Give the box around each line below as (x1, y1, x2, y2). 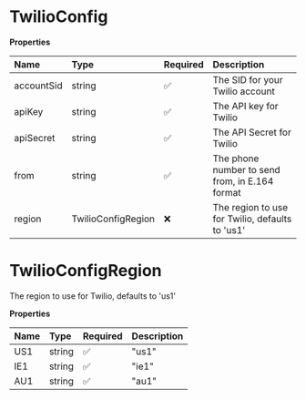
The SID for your (212, 73, 283, 86)
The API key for (212, 99, 280, 112)
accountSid (14, 79, 63, 92)
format (212, 186, 241, 199)
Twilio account (212, 85, 275, 97)
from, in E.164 (212, 175, 274, 188)
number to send (212, 163, 280, 176)
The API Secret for (212, 126, 291, 138)
